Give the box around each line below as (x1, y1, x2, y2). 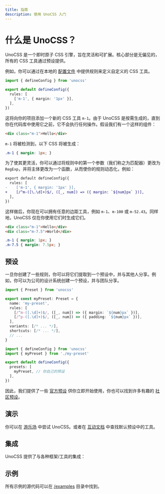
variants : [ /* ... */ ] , (9, 324, 58, 329)
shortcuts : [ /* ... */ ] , (9, 328, 61, 333)
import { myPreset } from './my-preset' (5, 351, 90, 356)
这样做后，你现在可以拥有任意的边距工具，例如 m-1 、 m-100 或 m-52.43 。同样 (5, 208, 159, 214)
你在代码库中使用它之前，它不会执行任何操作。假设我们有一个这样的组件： (5, 121, 156, 127)
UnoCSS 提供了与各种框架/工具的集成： (5, 454, 86, 459)
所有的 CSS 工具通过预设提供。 (5, 58, 68, 64)
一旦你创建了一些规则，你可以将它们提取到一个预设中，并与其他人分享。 (5, 272, 152, 277)
